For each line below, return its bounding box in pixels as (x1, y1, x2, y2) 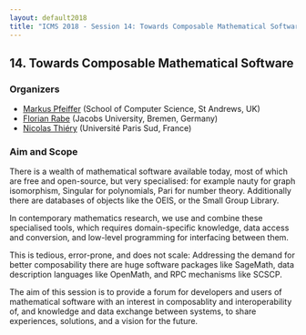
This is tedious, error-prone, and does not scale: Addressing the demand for (9, 249, 296, 260)
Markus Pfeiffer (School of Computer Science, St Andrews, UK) (22, 104, 261, 115)
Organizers (9, 83, 60, 96)
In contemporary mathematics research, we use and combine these (9, 213, 263, 224)
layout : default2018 (9, 13, 88, 23)
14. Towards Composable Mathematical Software (9, 56, 294, 71)
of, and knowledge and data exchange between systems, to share (9, 306, 257, 317)
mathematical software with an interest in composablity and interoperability (9, 297, 292, 308)
